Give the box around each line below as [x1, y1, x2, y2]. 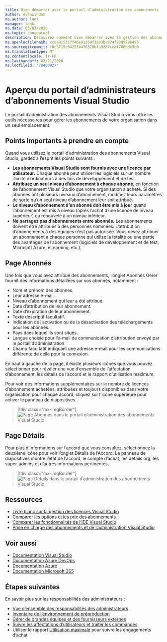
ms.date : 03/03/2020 [5, 26, 48, 31]
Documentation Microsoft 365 [12, 568, 74, 574]
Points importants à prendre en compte [5, 137, 129, 145]
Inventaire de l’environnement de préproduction [12, 611, 110, 617]
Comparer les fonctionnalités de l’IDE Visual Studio [12, 519, 117, 525]
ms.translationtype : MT [5, 49, 55, 54]
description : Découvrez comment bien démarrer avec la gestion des [5, 35, 148, 40]
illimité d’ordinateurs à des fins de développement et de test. [12, 175, 137, 181]
